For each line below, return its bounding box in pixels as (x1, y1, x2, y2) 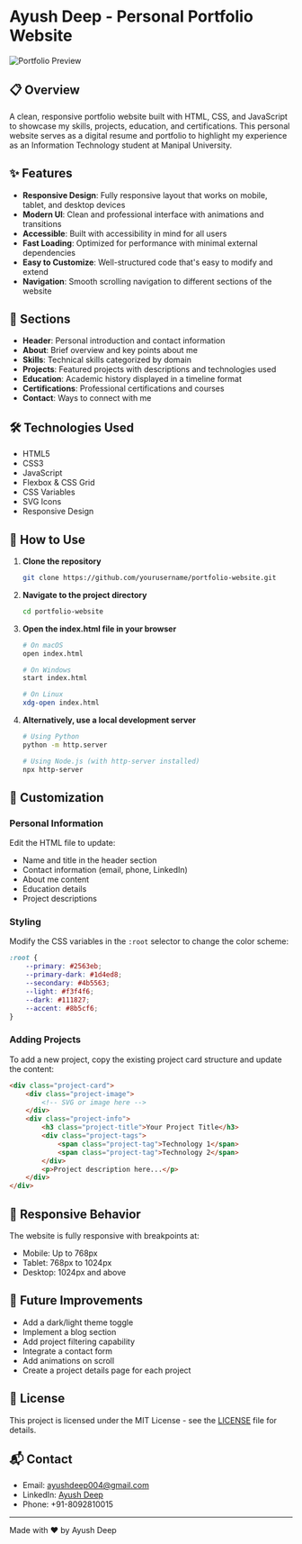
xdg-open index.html (22, 698, 100, 708)
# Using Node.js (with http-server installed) (22, 757, 200, 766)
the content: (9, 1063, 55, 1074)
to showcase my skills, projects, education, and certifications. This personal (9, 120, 290, 132)
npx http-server (22, 765, 84, 774)
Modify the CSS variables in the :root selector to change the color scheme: (9, 936, 289, 947)
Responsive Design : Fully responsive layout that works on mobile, (22, 189, 268, 200)
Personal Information (9, 817, 103, 830)
